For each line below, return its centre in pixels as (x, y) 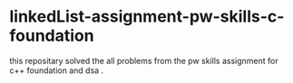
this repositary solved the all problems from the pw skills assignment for (144, 60)
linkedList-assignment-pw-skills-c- (147, 17)
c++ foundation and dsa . (57, 70)
